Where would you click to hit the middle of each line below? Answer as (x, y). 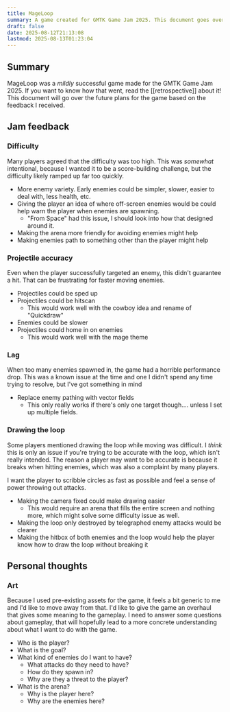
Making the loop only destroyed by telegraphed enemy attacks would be (119, 523)
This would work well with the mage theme (88, 337)
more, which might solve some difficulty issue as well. (103, 515)
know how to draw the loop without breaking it (82, 544)
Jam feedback (38, 127)
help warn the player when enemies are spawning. (88, 211)
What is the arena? (43, 687)
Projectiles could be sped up (57, 293)
